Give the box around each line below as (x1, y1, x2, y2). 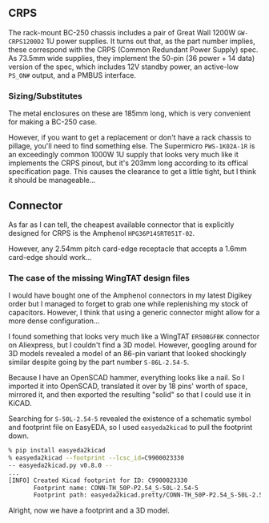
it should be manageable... (8, 176, 96, 185)
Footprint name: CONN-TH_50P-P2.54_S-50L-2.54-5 (33, 484, 199, 492)
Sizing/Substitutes (8, 90, 82, 101)
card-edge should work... (8, 252, 92, 261)
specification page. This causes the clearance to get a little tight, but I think (8, 167, 257, 176)
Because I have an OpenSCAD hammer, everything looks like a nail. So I (8, 373, 245, 383)
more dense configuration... (8, 316, 100, 326)
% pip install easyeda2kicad (8, 447, 106, 455)
